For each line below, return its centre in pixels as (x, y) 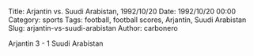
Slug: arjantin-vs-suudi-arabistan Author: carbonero (93, 28)
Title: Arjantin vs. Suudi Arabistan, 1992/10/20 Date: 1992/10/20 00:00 (122, 11)
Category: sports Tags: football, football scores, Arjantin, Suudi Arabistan (127, 20)
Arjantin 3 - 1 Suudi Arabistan (56, 43)
